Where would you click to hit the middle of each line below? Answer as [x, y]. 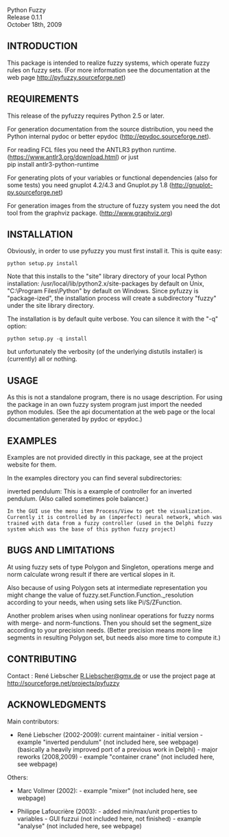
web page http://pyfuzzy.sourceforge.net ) [67, 77]
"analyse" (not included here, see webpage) [79, 826]
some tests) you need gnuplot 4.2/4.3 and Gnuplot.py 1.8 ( [89, 184]
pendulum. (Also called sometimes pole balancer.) [78, 499]
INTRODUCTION [43, 46]
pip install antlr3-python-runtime [53, 164]
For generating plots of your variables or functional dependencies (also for [112, 178]
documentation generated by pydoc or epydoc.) [75, 419]
